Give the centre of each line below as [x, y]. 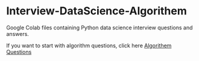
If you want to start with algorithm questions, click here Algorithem [89, 45]
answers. [17, 33]
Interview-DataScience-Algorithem [96, 11]
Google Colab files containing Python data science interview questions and [99, 28]
